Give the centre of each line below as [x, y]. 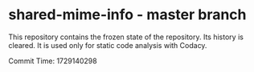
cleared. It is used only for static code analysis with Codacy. [108, 45]
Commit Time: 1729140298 [53, 61]
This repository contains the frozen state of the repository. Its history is [126, 37]
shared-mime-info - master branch [127, 15]
